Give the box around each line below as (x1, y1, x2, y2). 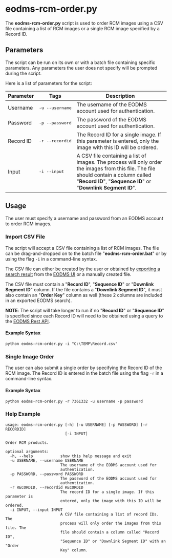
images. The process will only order (76, 158, 162, 165)
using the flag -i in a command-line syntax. (5, 255, 97, 262)
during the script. (5, 70, 42, 76)
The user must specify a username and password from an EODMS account (5, 215, 164, 221)
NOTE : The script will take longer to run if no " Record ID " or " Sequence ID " (5, 307, 165, 313)
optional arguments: (5, 449, 50, 454)
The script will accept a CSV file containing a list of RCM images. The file (5, 245, 160, 251)
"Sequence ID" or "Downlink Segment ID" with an (60, 539, 166, 544)
